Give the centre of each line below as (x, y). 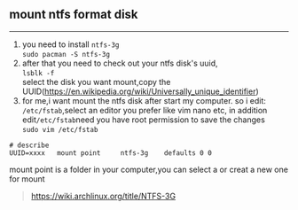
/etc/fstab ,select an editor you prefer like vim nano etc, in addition (145, 110)
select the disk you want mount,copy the (96, 82)
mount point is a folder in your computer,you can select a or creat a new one (149, 169)
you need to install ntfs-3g (71, 44)
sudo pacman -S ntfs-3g (66, 54)
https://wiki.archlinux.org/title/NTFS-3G (103, 196)
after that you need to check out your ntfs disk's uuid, (120, 63)
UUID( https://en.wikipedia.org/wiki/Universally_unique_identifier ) (140, 91)
